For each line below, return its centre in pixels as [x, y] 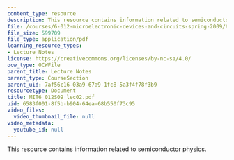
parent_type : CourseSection [48, 78]
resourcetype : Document [42, 91]
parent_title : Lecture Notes [49, 71]
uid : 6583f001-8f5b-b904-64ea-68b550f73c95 [71, 104]
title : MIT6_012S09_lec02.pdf [51, 98]
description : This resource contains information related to [98, 20]
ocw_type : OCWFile [34, 65]
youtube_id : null [39, 130]
